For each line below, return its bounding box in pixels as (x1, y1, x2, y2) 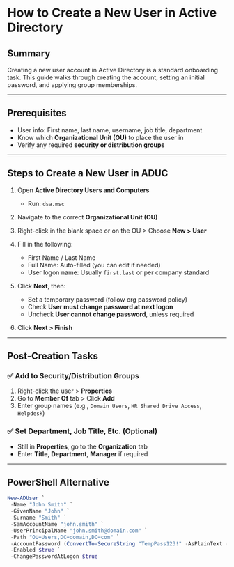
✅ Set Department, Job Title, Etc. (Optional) (7, 426, 158, 436)
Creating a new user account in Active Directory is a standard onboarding (7, 66, 218, 74)
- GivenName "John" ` (10, 508, 70, 515)
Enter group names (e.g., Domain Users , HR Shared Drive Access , (17, 402, 202, 410)
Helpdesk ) (17, 409, 45, 417)
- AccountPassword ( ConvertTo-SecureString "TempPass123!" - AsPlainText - (10, 540, 229, 547)
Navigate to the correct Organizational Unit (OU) (17, 212, 158, 221)
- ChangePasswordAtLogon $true (10, 553, 98, 560)
